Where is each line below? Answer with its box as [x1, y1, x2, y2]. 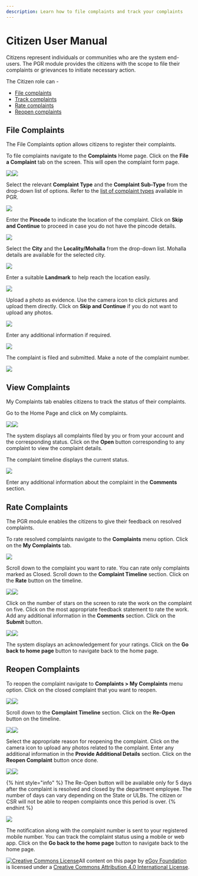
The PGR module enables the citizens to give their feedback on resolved [6, 518, 181, 525]
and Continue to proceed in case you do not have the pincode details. [6, 222, 177, 229]
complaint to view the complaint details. [6, 445, 103, 452]
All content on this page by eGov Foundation [78, 857, 187, 864]
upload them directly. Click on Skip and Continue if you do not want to [6, 303, 178, 310]
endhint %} [6, 804, 34, 811]
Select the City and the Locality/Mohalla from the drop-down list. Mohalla [6, 245, 187, 252]
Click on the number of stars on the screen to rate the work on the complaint [6, 600, 192, 606]
